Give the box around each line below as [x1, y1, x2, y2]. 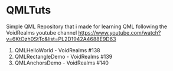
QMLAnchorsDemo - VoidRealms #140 [14, 59, 109, 66]
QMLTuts [6, 4, 51, 17]
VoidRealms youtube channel [6, 29, 77, 36]
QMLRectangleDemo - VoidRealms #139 [14, 53, 113, 60]
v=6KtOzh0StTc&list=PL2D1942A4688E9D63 [6, 35, 116, 42]
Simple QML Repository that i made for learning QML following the [6, 23, 167, 30]
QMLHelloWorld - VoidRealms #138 [14, 46, 100, 53]
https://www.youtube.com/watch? [78, 29, 161, 36]
